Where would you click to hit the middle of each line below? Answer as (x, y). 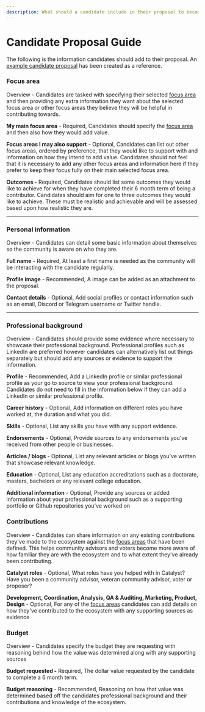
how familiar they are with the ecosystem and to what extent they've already (102, 554)
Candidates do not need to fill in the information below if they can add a (96, 390)
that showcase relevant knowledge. (51, 463)
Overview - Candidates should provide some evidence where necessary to (100, 339)
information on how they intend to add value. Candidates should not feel (97, 157)
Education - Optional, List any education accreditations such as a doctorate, (102, 475)
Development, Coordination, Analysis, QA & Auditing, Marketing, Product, (102, 597)
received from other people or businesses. (60, 444)
